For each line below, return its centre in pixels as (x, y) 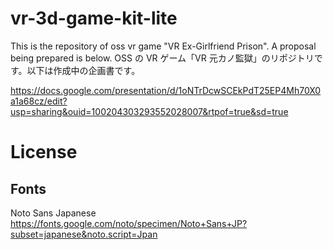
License (44, 152)
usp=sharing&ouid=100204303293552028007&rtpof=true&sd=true (149, 111)
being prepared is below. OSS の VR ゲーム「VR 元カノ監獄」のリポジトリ (162, 58)
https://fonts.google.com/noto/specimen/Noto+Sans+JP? (129, 223)
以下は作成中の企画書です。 (83, 70)
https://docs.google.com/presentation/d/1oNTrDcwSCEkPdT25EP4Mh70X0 (166, 90)
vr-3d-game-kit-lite (94, 18)
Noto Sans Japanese (53, 213)
